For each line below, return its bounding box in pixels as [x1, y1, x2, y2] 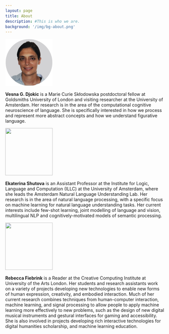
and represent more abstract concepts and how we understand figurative [5, 113, 158, 119]
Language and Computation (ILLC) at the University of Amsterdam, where [5, 186, 158, 192]
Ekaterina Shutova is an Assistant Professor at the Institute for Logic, [5, 181, 149, 187]
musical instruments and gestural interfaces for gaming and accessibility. [5, 313, 157, 319]
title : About [5, 13, 33, 19]
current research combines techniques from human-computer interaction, [5, 297, 159, 303]
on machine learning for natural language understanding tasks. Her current [5, 202, 161, 208]
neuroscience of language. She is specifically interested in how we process [5, 107, 162, 114]
